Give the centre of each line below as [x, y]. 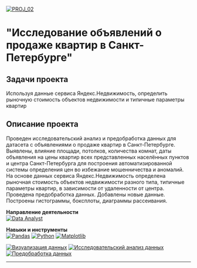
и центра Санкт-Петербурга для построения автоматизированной [89, 163]
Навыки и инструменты [37, 229]
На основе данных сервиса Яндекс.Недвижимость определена [86, 175]
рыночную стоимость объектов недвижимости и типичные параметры [95, 99]
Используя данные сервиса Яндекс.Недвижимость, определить [87, 93]
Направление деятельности [42, 212]
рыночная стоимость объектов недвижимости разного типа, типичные [95, 182]
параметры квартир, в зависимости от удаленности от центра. [85, 188]
